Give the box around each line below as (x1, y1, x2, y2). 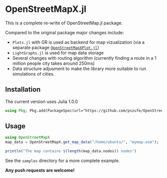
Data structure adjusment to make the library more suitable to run (12, 66, 147, 72)
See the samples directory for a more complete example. (5, 158, 120, 164)
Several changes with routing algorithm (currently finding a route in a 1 (12, 55, 157, 61)
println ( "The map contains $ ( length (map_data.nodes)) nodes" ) (5, 149, 137, 154)
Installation (5, 86, 41, 94)
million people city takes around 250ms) (12, 60, 95, 66)
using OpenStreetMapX (5, 135, 50, 140)
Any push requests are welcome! (5, 168, 75, 174)
